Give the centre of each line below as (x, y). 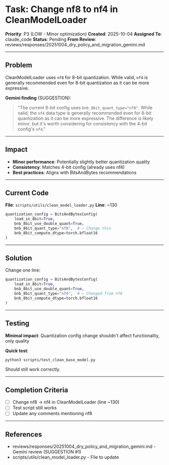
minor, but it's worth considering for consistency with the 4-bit (82, 123)
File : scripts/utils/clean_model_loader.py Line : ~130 (61, 205)
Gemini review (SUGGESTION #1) (47, 452)
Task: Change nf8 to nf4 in (62, 9)
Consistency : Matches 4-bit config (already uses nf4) (68, 167)
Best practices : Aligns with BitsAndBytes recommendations (74, 172)
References (24, 434)
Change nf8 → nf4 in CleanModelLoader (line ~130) (66, 402)
